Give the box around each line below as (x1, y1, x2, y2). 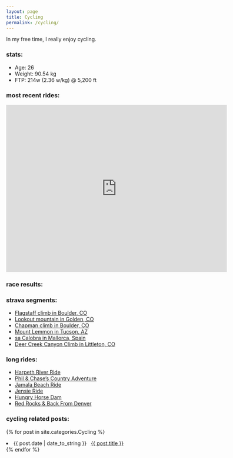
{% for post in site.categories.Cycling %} (6, 428, 105, 435)
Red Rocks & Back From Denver (14, 400, 92, 407)
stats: (6, 51, 24, 59)
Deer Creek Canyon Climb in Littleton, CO (14, 341, 116, 348)
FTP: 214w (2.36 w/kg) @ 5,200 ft (14, 76, 97, 83)
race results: (6, 280, 43, 288)
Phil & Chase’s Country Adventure (14, 375, 97, 382)
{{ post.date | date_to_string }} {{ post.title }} (14, 440, 124, 447)
